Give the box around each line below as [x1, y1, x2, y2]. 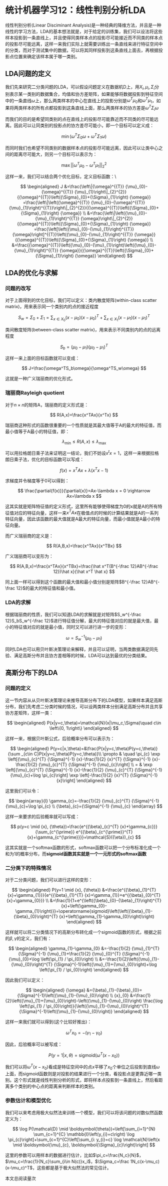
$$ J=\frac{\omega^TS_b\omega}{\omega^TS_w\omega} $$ [21, 365, 146, 371]
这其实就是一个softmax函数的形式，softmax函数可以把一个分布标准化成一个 [5, 844, 161, 850]
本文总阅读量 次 [5, 1175, 36, 1181]
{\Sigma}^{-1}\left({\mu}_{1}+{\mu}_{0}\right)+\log [53, 961, 157, 967]
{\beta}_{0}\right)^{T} [13, 913, 58, 920]
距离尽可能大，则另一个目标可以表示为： [13, 151, 97, 157]
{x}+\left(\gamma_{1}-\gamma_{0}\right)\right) [59, 913, 154, 920]
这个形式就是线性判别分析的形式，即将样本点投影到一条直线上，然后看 [13, 1077, 158, 1083]
